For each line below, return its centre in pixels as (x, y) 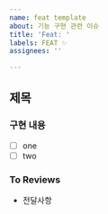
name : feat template (48, 18)
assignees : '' (36, 51)
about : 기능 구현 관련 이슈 (54, 26)
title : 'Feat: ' (40, 34)
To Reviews (35, 179)
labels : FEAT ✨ (38, 43)
